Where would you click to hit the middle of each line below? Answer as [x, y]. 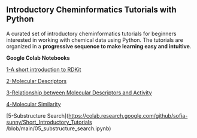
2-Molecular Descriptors [37, 81]
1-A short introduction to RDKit [44, 69]
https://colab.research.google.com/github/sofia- [128, 115]
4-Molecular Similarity [34, 104]
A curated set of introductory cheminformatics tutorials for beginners [91, 33]
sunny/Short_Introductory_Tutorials [49, 122]
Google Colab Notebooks [38, 58]
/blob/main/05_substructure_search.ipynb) [59, 128]
